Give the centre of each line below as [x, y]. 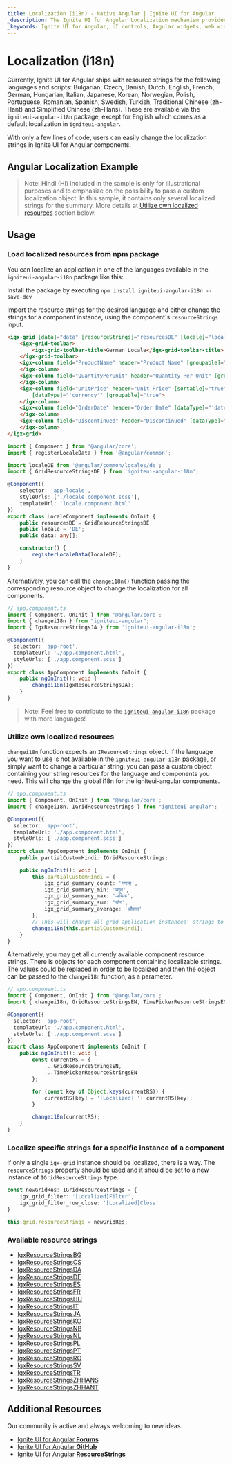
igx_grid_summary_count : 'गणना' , [91, 883]
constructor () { [43, 548]
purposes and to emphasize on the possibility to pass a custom [114, 191]
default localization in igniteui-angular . [64, 124]
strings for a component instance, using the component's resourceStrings [113, 317]
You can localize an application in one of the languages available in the [108, 269]
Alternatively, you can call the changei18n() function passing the [98, 581]
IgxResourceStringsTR [49, 1372]
